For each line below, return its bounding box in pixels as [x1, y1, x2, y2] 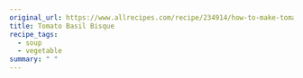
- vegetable [17, 47, 63, 56]
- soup [17, 38, 42, 48]
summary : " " [9, 55, 59, 64]
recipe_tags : [9, 30, 59, 39]
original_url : [9, 13, 63, 22]
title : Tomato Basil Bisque [9, 22, 115, 30]
